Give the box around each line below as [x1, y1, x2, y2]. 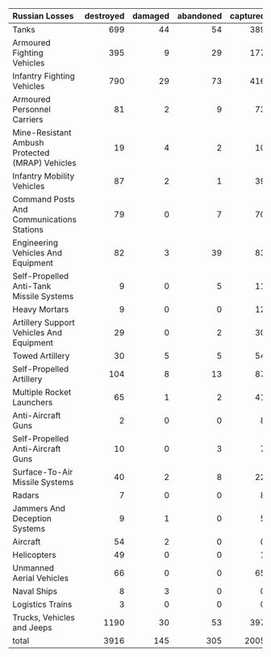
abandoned [177, 11, 223, 21]
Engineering [12, 238, 59, 248]
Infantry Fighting [12, 70, 75, 82]
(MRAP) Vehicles [12, 158, 77, 168]
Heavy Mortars [12, 304, 69, 314]
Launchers [12, 397, 53, 407]
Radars [12, 490, 40, 500]
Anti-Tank [12, 280, 52, 292]
